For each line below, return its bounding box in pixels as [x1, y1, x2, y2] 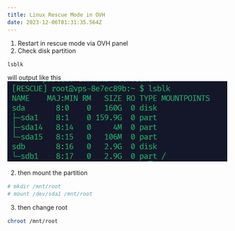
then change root [17, 204, 68, 212]
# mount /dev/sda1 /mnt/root [7, 190, 93, 198]
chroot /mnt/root [7, 218, 58, 225]
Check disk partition [17, 46, 76, 55]
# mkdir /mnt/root [7, 183, 61, 190]
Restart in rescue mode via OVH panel [17, 39, 129, 47]
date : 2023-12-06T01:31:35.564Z [7, 18, 102, 26]
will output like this [7, 74, 62, 82]
